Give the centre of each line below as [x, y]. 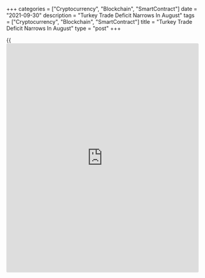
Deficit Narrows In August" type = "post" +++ [64, 28]
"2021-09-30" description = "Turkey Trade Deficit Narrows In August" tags [101, 15]
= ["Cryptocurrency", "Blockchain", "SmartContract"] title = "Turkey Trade [99, 22]
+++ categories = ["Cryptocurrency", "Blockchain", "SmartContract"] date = [102, 9]
